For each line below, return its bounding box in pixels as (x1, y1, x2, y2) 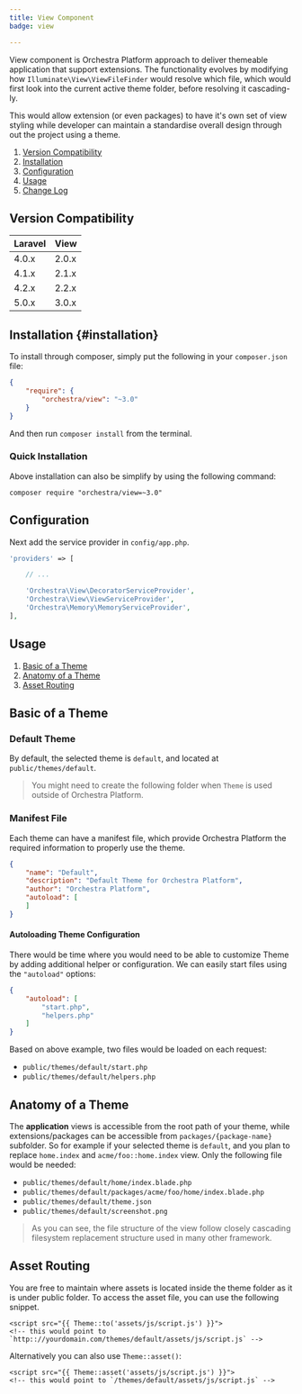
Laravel (13, 238, 47, 250)
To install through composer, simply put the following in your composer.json (9, 351, 288, 362)
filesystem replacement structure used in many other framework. (31, 1233, 272, 1244)
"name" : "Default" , (25, 868, 99, 877)
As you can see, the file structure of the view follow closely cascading (31, 1223, 291, 1234)
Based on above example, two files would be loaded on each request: (9, 1044, 268, 1055)
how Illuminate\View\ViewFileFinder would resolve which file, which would (9, 73, 292, 84)
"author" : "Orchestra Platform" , (25, 884, 151, 894)
